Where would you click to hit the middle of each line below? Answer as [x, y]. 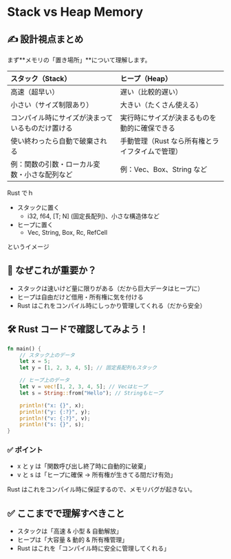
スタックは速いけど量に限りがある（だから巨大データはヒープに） [110, 288]
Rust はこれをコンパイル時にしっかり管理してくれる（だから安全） [111, 305]
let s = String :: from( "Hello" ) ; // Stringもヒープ [91, 393]
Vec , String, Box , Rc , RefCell [67, 232]
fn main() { [24, 348]
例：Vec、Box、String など [164, 169]
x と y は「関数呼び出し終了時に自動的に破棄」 [83, 466]
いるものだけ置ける [42, 128]
